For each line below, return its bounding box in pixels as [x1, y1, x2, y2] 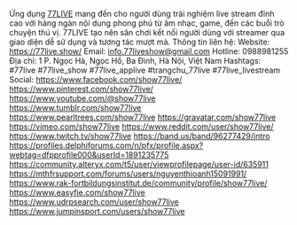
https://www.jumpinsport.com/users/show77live [9, 206, 185, 216]
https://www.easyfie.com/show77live [9, 187, 145, 198]
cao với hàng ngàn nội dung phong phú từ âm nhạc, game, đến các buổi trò [9, 18, 285, 28]
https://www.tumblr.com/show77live [9, 103, 142, 112]
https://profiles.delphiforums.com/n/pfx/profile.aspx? [9, 140, 204, 151]
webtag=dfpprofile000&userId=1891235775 [9, 150, 169, 159]
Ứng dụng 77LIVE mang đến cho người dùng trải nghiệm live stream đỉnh [9, 9, 275, 19]
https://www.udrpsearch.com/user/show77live [9, 197, 180, 207]
